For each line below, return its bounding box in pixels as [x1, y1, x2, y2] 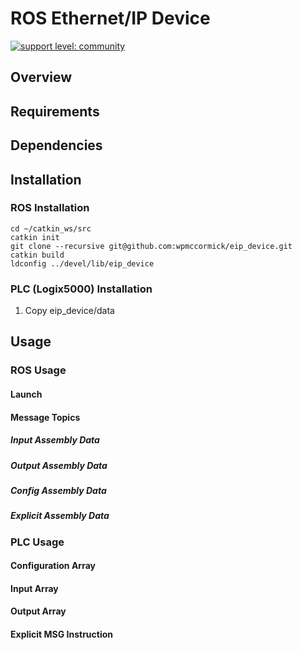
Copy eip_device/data [24, 305, 115, 317]
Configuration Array [10, 560, 96, 572]
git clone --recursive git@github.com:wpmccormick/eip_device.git [10, 241, 293, 251]
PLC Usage [10, 535, 65, 549]
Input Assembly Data [10, 434, 100, 446]
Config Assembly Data [10, 484, 107, 496]
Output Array [10, 605, 67, 617]
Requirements [10, 103, 100, 120]
